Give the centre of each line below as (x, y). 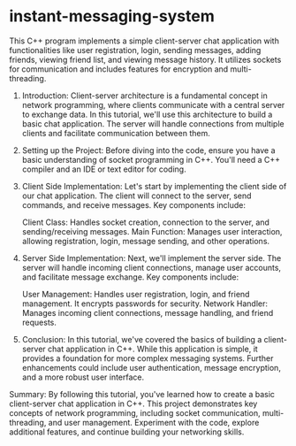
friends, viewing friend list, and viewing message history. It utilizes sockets (145, 59)
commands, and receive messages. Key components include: (133, 204)
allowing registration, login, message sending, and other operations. (146, 241)
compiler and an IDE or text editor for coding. (104, 169)
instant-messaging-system (112, 16)
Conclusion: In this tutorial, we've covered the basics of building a (142, 339)
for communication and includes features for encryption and (119, 69)
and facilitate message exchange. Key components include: (130, 277)
